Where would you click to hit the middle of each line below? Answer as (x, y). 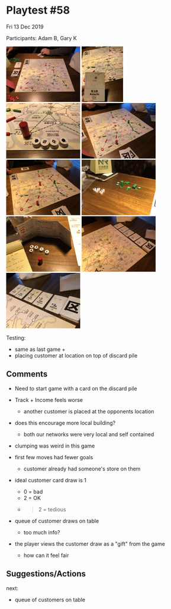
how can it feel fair (46, 555)
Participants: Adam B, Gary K (41, 38)
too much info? (42, 532)
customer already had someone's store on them (82, 469)
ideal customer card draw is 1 (51, 480)
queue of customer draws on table (57, 521)
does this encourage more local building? (65, 423)
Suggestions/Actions (46, 574)
